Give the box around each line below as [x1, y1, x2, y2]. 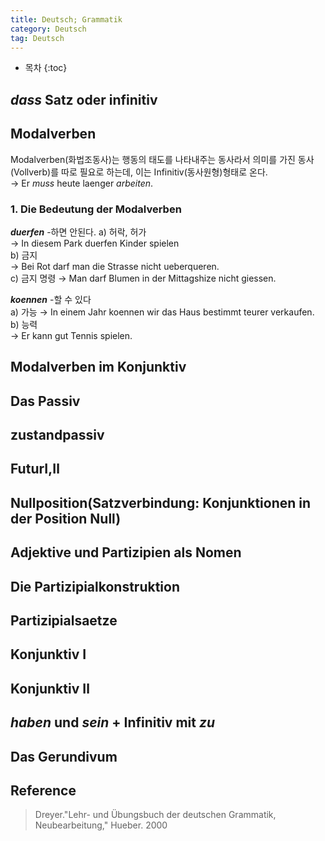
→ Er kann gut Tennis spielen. [10, 329, 133, 341]
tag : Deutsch [10, 33, 65, 43]
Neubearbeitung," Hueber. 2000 [34, 819, 168, 831]
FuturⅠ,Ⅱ [10, 461, 61, 478]
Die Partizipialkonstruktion [10, 578, 181, 595]
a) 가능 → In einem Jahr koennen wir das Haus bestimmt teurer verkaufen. [10, 306, 315, 318]
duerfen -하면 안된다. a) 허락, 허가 [10, 226, 147, 238]
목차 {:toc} [24, 62, 68, 74]
